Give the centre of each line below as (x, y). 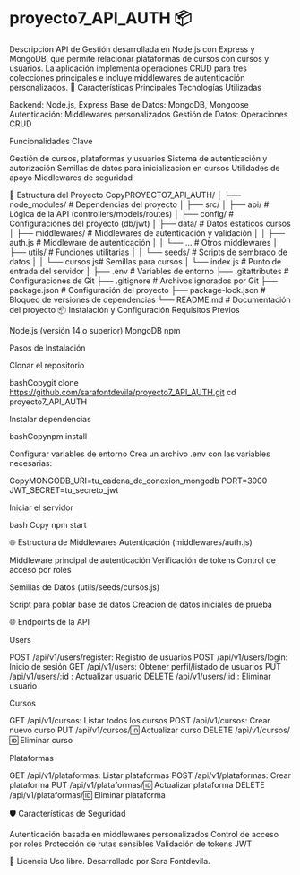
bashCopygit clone (44, 382)
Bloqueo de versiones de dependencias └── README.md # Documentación (150, 299)
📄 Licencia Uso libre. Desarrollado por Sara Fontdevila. (110, 861)
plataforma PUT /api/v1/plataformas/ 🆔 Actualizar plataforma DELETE (137, 784)
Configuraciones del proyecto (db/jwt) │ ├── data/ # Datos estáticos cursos (150, 223)
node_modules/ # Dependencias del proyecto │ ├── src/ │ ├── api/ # (139, 204)
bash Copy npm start (48, 524)
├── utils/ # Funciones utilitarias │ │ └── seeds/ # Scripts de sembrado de (149, 252)
